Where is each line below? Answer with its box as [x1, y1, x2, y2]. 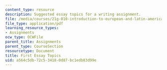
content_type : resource [5, 7, 55, 12]
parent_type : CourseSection [5, 44, 64, 49]
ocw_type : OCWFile [5, 35, 43, 40]
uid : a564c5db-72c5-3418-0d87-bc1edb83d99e [5, 58, 97, 63]
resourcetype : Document [5, 48, 55, 53]
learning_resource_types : [5, 26, 59, 31]
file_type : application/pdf [5, 21, 64, 26]
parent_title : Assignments [5, 39, 61, 44]
